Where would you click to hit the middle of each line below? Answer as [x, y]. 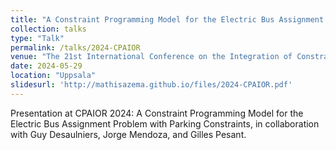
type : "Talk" [37, 38]
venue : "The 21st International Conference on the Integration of [151, 57]
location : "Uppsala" [53, 76]
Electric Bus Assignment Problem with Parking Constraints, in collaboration [165, 123]
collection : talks [48, 29]
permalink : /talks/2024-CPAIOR [75, 47]
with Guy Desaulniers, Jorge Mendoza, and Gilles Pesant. [128, 134]
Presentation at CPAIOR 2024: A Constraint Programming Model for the [157, 113]
